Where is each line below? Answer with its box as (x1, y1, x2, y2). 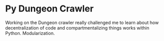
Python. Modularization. (5, 30, 55, 36)
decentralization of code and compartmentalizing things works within (5, 24, 150, 30)
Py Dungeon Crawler (5, 3, 94, 14)
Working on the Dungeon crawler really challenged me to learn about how (5, 19, 159, 25)
